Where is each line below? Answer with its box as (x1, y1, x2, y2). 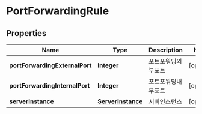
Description (148, 46, 183, 54)
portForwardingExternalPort (9, 61, 92, 70)
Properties (6, 28, 47, 38)
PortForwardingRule (6, 4, 109, 18)
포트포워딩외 (148, 57, 182, 65)
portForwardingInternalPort (9, 82, 90, 89)
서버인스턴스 (148, 98, 182, 106)
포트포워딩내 (148, 77, 182, 85)
